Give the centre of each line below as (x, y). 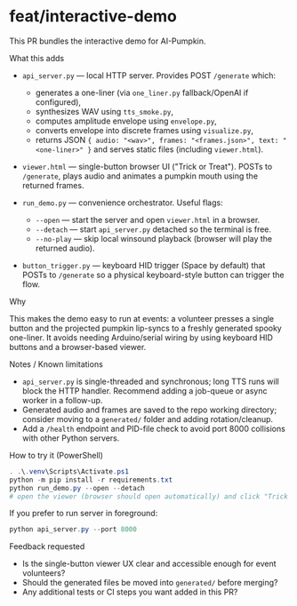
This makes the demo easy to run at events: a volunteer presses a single (142, 318)
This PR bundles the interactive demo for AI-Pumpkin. (108, 41)
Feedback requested (47, 546)
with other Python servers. (71, 438)
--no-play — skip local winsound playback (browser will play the (154, 238)
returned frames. (53, 185)
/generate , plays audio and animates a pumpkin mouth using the (140, 176)
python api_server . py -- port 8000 (73, 530)
